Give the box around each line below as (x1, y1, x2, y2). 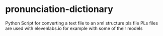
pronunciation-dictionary (5, 3, 113, 15)
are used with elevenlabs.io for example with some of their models (5, 25, 143, 31)
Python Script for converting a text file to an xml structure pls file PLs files (5, 20, 158, 26)
